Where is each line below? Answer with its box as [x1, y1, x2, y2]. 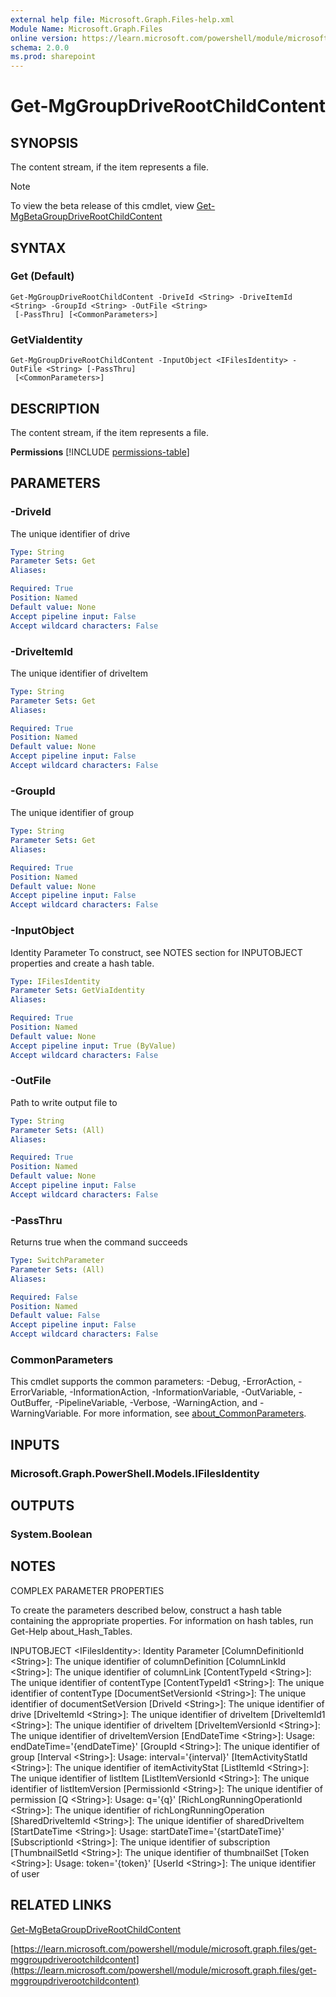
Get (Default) [10, 269, 75, 283]
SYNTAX [10, 239, 67, 256]
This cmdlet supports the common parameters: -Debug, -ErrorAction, [10, 1376, 297, 1388]
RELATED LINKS [10, 1897, 112, 1914]
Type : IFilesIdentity [10, 976, 101, 986]
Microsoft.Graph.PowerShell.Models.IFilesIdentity [10, 1466, 260, 1480]
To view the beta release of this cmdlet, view [10, 200, 195, 212]
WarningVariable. [10, 1407, 82, 1420]
